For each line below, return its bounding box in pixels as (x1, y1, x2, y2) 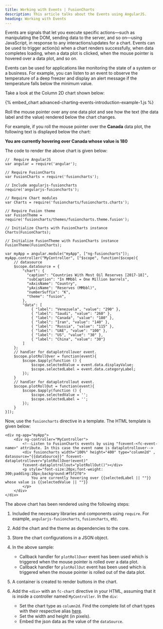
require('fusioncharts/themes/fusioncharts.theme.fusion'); (5, 217, 130, 222)
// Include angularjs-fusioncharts (5, 183, 77, 188)
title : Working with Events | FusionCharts (5, 7, 95, 12)
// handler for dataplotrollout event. (14, 380, 95, 385)
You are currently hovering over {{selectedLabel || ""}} (31, 476, 151, 480)
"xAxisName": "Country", (26, 282, 77, 286)
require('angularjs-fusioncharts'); (5, 187, 79, 192)
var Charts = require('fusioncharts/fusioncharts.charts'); (5, 200, 130, 205)
